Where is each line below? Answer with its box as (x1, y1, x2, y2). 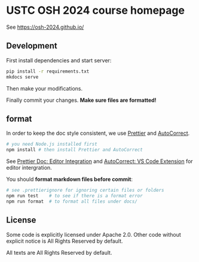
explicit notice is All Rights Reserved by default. (6, 237, 124, 245)
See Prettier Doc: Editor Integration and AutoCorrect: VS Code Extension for (6, 158, 193, 165)
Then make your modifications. (6, 85, 83, 92)
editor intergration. (6, 164, 52, 171)
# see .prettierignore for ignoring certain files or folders (6, 187, 164, 194)
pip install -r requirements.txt (6, 68, 90, 74)
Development (6, 41, 58, 51)
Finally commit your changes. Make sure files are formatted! (6, 97, 157, 104)
